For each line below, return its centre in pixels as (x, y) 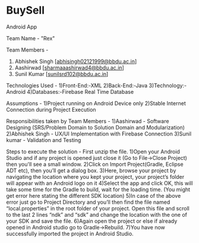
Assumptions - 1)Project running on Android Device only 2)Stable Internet (96, 103)
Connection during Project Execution (51, 109)
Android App (22, 27)
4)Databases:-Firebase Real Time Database (80, 91)
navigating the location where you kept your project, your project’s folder (95, 176)
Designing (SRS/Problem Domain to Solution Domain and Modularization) (96, 127)
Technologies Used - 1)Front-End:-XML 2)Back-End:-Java (77, 85)
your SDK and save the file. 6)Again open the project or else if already (92, 221)
